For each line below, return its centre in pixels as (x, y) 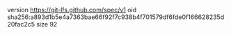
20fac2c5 (21, 24)
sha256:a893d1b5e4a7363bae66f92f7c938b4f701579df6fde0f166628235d (116, 17)
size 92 (47, 24)
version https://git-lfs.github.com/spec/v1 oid (72, 10)
